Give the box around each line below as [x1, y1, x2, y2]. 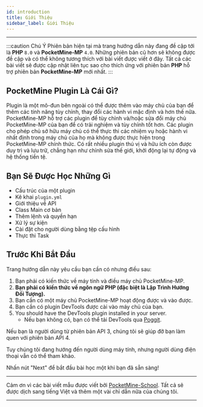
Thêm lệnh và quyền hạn [14, 213, 77, 220]
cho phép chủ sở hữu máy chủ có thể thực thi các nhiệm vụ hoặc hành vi [6, 128, 188, 135]
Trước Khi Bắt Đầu [6, 250, 76, 260]
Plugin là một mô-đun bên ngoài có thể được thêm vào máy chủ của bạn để [6, 102, 195, 109]
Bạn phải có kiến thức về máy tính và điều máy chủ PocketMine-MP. [14, 277, 185, 285]
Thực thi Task [14, 232, 50, 239]
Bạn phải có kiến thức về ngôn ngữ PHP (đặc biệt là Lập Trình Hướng [14, 283, 189, 291]
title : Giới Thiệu [6, 15, 53, 21]
